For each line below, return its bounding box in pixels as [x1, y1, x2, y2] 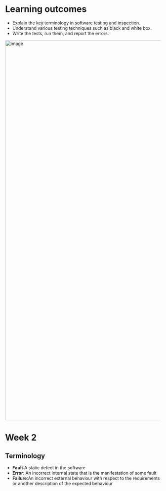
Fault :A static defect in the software [12, 464, 85, 471]
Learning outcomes [5, 3, 87, 15]
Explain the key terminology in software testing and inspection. [12, 20, 141, 26]
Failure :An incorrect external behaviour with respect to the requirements [12, 475, 160, 481]
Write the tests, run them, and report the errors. [12, 30, 109, 36]
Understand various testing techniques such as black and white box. [12, 25, 152, 31]
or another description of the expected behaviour [12, 480, 113, 486]
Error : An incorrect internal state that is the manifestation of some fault [12, 470, 157, 476]
